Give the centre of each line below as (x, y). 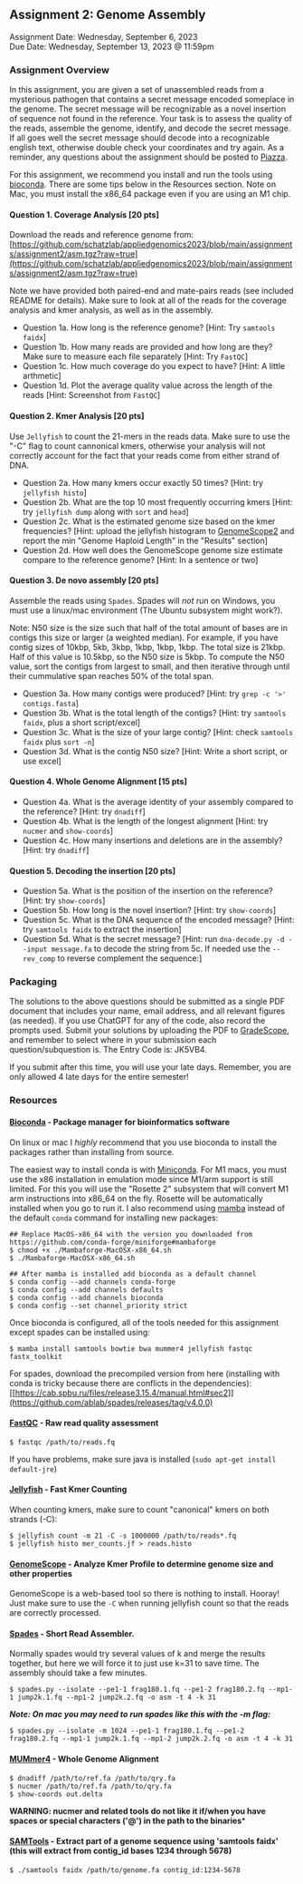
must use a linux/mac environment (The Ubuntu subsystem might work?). (146, 610)
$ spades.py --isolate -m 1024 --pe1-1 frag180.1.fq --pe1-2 (127, 1731)
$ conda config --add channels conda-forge (93, 1282)
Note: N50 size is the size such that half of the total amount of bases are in (148, 627)
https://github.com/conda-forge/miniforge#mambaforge (113, 1242)
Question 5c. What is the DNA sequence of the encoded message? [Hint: (158, 920)
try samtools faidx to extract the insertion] (102, 929)
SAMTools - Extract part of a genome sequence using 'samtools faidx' (144, 1841)
